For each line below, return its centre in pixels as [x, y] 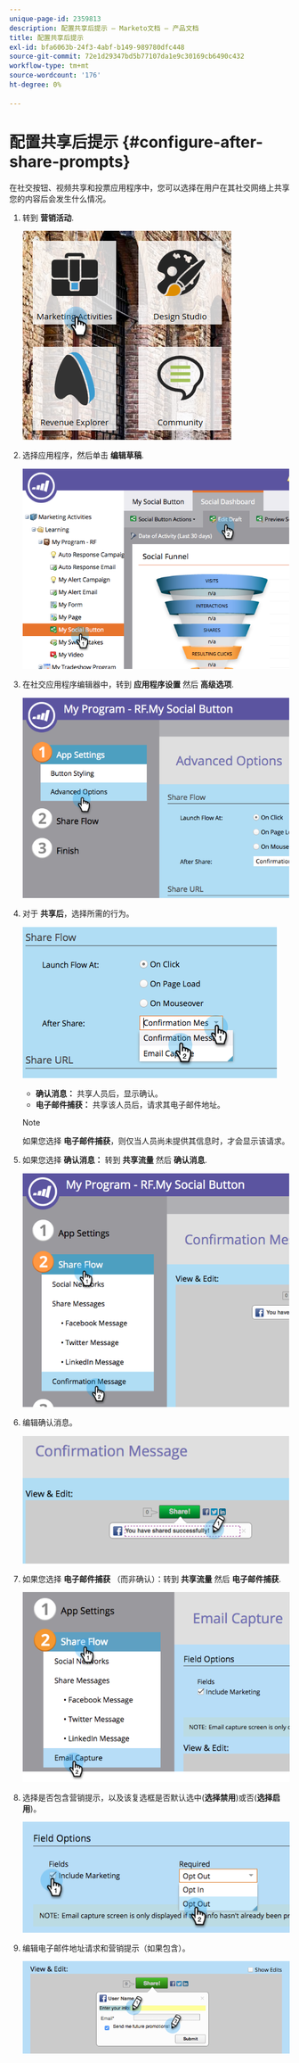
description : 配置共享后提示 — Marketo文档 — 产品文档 [104, 28]
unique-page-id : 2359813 [55, 19]
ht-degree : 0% [36, 85]
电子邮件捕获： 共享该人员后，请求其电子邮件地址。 [130, 1105]
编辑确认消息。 [49, 1422]
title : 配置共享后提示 [47, 37]
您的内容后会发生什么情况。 [60, 198]
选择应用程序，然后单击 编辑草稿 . [83, 455]
